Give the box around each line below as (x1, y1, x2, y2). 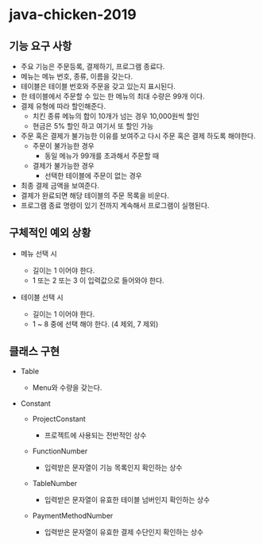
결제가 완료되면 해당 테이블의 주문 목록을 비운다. (20, 191, 169, 200)
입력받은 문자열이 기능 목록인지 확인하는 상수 (44, 462, 183, 472)
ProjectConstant (32, 414, 86, 423)
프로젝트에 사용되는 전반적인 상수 (44, 430, 147, 440)
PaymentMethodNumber (32, 511, 114, 520)
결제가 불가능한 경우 (32, 161, 95, 170)
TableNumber (32, 478, 78, 488)
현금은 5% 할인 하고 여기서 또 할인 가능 (32, 122, 154, 130)
